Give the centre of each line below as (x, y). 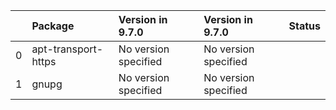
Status (304, 26)
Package (53, 26)
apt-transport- (67, 49)
